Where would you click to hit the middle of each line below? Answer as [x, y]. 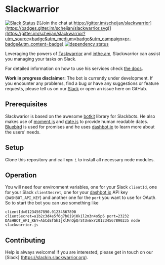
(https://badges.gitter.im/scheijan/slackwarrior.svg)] [58, 28]
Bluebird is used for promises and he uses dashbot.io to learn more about [80, 127]
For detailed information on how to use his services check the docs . [74, 68]
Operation [21, 175]
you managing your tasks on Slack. [41, 59]
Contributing [25, 240]
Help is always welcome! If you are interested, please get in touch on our [79, 252]
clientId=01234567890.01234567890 [41, 212]
